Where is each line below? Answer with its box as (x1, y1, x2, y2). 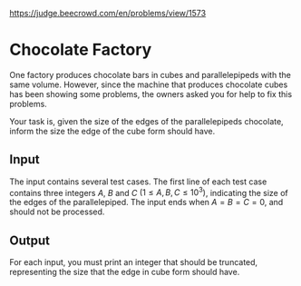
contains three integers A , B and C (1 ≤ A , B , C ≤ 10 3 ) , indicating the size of (9, 185, 288, 198)
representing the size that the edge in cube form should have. (9, 267, 240, 278)
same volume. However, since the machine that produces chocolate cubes (9, 79, 288, 90)
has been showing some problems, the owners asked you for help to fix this (9, 88, 293, 99)
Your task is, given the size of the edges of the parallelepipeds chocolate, (9, 115, 284, 126)
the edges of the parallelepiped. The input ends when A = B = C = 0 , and (9, 197, 284, 208)
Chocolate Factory (9, 40, 152, 60)
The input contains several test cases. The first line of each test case (9, 176, 267, 187)
